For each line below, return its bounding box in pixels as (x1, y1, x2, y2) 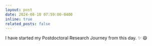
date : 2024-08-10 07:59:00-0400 (5, 12, 73, 17)
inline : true (5, 16, 33, 21)
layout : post (5, 7, 33, 12)
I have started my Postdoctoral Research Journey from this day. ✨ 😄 (5, 35, 147, 41)
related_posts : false (5, 21, 51, 26)
